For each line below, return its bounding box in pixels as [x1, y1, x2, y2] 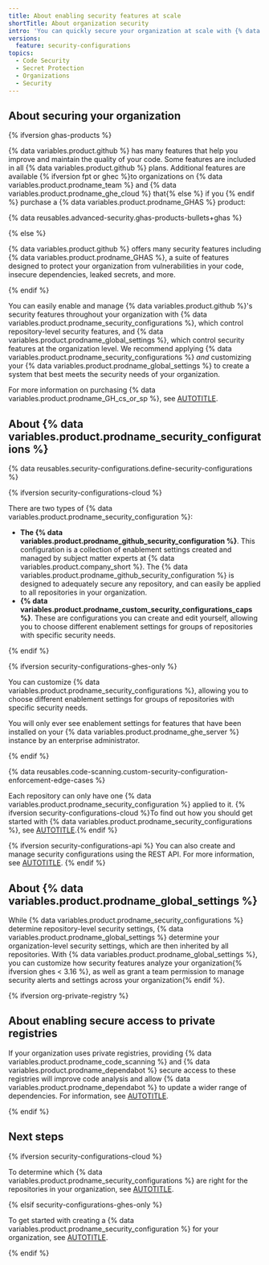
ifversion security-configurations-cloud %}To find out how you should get [8, 808, 253, 818]
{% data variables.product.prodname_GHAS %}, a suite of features [8, 253, 230, 263]
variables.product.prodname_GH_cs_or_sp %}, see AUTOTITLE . [8, 394, 218, 404]
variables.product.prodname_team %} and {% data [8, 180, 177, 190]
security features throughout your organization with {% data [8, 309, 207, 319]
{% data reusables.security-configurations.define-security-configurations [8, 464, 253, 474]
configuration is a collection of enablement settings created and [19, 545, 232, 554]
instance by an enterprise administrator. [8, 736, 141, 745]
